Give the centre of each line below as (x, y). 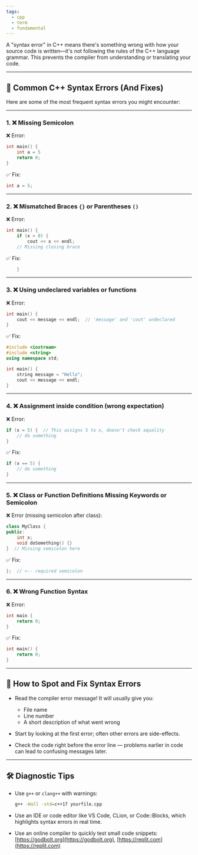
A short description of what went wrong (72, 722)
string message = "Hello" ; (50, 374)
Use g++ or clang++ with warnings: (56, 793)
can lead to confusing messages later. (61, 751)
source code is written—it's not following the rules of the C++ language (93, 51)
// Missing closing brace (49, 247)
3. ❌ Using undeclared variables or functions (71, 290)
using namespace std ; (33, 358)
